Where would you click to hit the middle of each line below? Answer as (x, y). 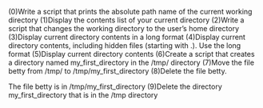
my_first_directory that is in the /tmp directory (83, 95)
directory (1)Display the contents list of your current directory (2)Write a (126, 20)
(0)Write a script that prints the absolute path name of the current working (130, 12)
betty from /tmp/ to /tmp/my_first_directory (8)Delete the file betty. (118, 71)
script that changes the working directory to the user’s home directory (124, 28)
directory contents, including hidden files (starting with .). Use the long (125, 46)
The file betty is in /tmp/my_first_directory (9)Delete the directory (115, 86)
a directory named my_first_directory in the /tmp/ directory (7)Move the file (131, 62)
